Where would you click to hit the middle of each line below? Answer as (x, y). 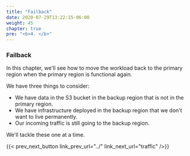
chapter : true (24, 28)
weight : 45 (20, 23)
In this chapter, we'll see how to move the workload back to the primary (94, 68)
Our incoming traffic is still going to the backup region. (82, 123)
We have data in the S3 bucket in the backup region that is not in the (99, 98)
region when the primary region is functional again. (69, 74)
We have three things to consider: (48, 86)
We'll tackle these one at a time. (46, 135)
